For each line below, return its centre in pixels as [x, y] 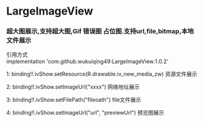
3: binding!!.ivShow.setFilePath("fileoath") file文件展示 [74, 100]
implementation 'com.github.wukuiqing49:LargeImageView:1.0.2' [88, 61]
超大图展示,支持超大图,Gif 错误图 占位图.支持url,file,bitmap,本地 [100, 32]
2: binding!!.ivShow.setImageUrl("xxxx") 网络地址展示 [73, 87]
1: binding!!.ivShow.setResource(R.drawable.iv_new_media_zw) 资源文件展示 [102, 74]
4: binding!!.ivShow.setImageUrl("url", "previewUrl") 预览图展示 [85, 113]
